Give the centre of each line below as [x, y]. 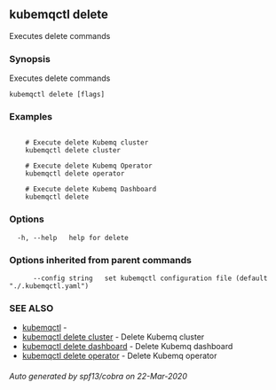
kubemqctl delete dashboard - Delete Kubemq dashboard [127, 347]
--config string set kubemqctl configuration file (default [150, 278]
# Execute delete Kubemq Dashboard [91, 190]
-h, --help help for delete [73, 238]
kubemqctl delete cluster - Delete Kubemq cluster [113, 337]
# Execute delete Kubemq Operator [89, 166]
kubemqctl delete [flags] [57, 95]
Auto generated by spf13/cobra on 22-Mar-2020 [99, 376]
